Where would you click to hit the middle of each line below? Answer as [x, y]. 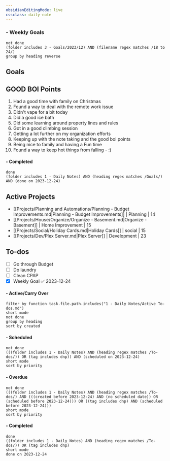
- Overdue [17, 377]
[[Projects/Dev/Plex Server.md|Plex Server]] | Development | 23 [80, 236]
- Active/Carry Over [27, 293]
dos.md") [15, 308]
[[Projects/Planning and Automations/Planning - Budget [71, 209]
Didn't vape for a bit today [40, 112]
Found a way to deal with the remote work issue [63, 107]
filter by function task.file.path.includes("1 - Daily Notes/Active [81, 304]
